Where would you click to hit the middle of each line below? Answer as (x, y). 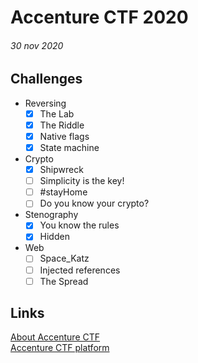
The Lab (57, 113)
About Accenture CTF (55, 337)
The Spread (64, 281)
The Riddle (62, 125)
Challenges (46, 79)
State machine (69, 147)
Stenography (51, 215)
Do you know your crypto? (94, 203)
